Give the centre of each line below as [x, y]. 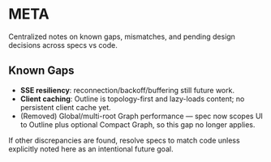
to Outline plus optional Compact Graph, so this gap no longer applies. [138, 124]
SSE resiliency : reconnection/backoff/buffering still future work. [127, 90]
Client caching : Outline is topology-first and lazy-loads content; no [132, 99]
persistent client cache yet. [65, 107]
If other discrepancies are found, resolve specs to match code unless [125, 140]
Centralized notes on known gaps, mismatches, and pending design [122, 36]
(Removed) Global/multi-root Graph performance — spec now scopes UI [142, 116]
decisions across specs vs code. [63, 45]
